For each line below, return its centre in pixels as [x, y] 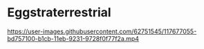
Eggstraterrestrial [59, 13]
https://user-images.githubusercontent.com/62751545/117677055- [102, 31]
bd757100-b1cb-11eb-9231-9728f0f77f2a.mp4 [73, 38]
